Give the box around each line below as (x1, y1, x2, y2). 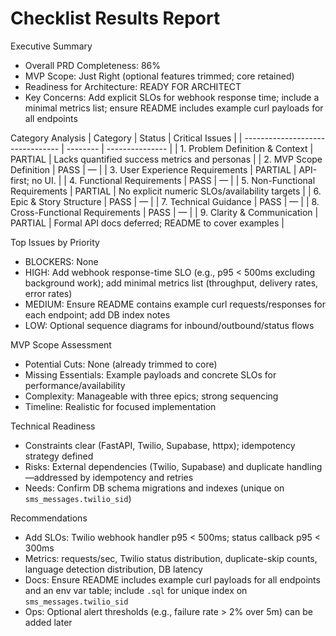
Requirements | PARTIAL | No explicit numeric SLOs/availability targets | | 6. (10, 185, 322, 197)
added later (24, 616, 73, 628)
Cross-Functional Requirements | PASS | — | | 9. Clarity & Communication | (10, 206, 319, 218)
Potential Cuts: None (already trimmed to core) (24, 358, 218, 370)
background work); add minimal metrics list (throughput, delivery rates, (24, 277, 319, 289)
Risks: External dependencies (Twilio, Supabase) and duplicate (24, 460, 285, 472)
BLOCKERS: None (24, 255, 99, 267)
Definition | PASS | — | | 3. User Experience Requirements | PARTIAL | (10, 163, 297, 176)
